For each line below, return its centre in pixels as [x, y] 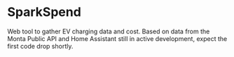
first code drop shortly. [40, 46]
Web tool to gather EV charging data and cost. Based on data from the [109, 31]
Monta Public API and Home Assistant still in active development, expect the [117, 38]
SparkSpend [44, 12]
